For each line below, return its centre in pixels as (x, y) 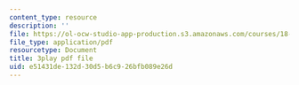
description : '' (39, 26)
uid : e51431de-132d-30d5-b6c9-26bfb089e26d (91, 67)
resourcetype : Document (53, 50)
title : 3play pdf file (51, 58)
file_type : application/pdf (61, 42)
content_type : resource (53, 17)
